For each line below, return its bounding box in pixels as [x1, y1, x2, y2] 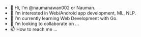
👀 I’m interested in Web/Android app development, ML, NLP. [10, 10, 136, 16]
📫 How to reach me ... [10, 26, 58, 32]
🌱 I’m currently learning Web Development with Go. [10, 15, 118, 21]
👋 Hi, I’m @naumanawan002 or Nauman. [10, 5, 96, 10]
